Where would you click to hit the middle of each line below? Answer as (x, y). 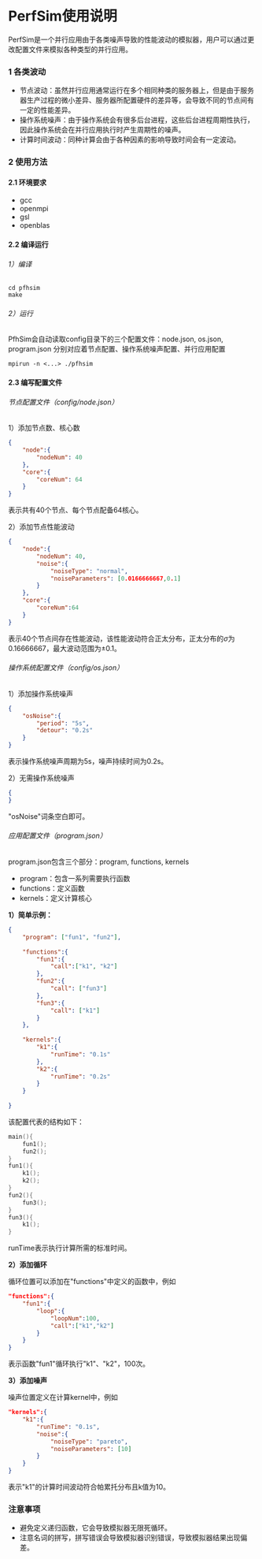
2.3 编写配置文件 (35, 382)
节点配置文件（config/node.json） (63, 402)
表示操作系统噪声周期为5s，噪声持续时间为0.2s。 (88, 761)
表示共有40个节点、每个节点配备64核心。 (76, 510)
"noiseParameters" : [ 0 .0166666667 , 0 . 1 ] (115, 579)
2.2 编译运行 (28, 244)
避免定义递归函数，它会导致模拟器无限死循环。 (95, 1528)
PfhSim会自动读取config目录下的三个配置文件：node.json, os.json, (116, 339)
